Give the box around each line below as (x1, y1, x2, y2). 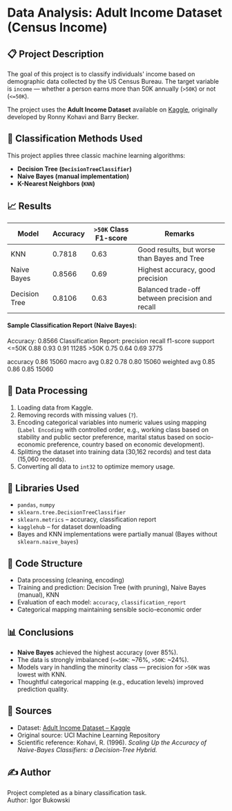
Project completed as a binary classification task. (7, 788, 147, 796)
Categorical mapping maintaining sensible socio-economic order (17, 605, 202, 614)
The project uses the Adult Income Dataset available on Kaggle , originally (7, 105, 218, 114)
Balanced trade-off (137, 284, 201, 294)
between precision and (137, 293, 213, 303)
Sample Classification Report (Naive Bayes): (7, 321, 137, 330)
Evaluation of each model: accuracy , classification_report (17, 598, 186, 607)
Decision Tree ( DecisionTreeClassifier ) (17, 164, 133, 173)
